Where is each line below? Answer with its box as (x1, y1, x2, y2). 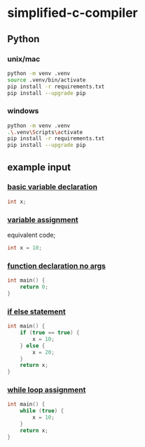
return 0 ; (20, 283, 49, 291)
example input (7, 161, 71, 173)
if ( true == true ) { (20, 329, 80, 336)
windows (7, 106, 39, 116)
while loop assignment (7, 385, 86, 395)
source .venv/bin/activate (7, 76, 86, 84)
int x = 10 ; (7, 245, 42, 252)
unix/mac (7, 54, 41, 64)
